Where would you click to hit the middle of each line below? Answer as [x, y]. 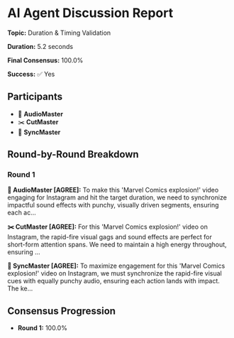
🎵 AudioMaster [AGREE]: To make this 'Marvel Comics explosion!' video [113, 190]
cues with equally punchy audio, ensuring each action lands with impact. [113, 281]
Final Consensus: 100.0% [45, 60]
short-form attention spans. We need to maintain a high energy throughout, [117, 245]
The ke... [20, 288]
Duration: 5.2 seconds [40, 46]
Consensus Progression [61, 311]
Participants [35, 97]
